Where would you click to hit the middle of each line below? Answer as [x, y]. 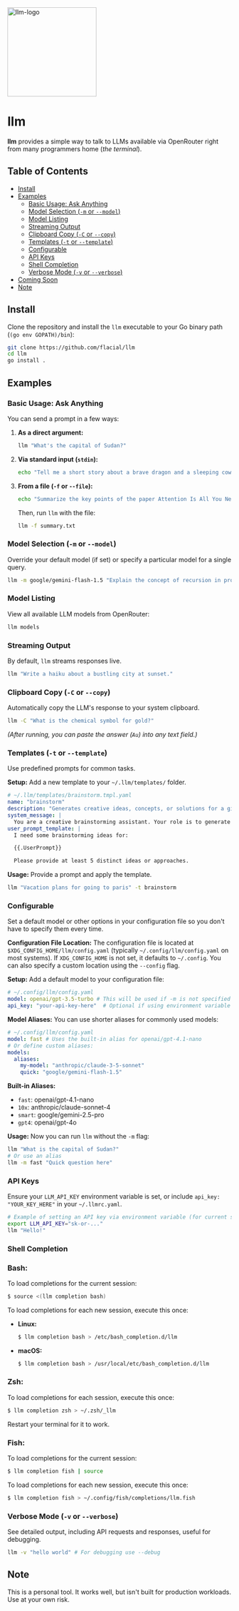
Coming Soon [38, 279]
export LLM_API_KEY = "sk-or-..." [55, 1224]
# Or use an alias [34, 1156]
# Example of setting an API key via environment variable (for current [117, 1217]
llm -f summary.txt [47, 526]
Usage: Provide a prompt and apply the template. [80, 875]
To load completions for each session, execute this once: [91, 1397]
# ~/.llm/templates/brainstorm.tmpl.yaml [70, 796]
